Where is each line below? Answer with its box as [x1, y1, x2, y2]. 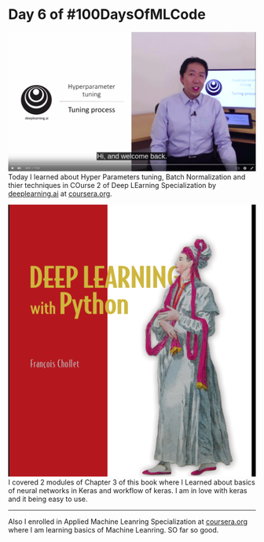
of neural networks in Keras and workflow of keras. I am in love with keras [8, 486, 247, 496]
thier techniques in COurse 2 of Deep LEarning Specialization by [8, 180, 217, 190]
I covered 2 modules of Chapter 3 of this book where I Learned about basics [8, 477, 255, 487]
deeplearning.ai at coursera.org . [8, 189, 112, 198]
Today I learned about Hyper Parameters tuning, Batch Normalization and [8, 171, 246, 182]
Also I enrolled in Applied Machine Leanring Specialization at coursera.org [8, 517, 248, 526]
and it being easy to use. [8, 494, 88, 504]
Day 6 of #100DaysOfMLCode [8, 6, 206, 24]
